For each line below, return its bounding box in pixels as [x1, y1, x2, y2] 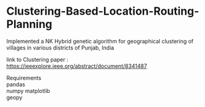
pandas [6, 81, 26, 88]
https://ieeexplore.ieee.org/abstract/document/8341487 [6, 62, 147, 70]
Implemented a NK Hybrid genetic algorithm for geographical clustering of [6, 37, 194, 45]
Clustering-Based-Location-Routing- [6, 4, 199, 18]
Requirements [6, 74, 42, 81]
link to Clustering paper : [6, 56, 69, 63]
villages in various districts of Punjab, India [6, 44, 114, 51]
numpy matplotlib [6, 87, 50, 94]
